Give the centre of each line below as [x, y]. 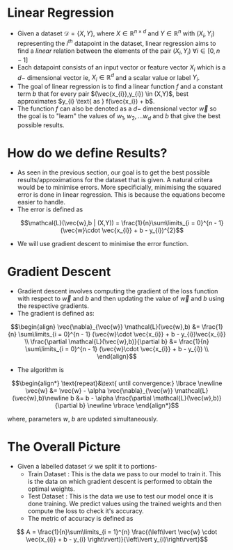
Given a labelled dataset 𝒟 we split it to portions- [87, 466]
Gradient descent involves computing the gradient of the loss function [118, 291]
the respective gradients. [53, 306]
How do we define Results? [87, 153]
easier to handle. [41, 202]
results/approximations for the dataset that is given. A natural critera [115, 179]
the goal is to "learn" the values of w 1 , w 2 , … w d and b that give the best [119, 117]
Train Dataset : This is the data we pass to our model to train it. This [124, 474]
